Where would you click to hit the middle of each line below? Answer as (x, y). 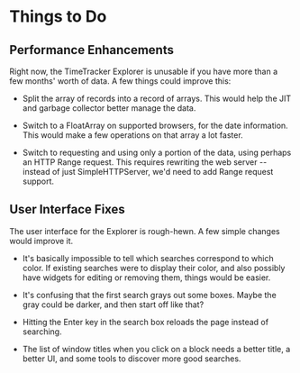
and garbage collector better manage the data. (109, 108)
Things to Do (58, 17)
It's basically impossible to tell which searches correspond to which (148, 258)
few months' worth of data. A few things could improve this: (120, 81)
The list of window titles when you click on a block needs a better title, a (156, 349)
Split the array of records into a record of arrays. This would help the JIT (157, 98)
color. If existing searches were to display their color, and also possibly (154, 268)
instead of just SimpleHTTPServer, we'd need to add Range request (148, 172)
